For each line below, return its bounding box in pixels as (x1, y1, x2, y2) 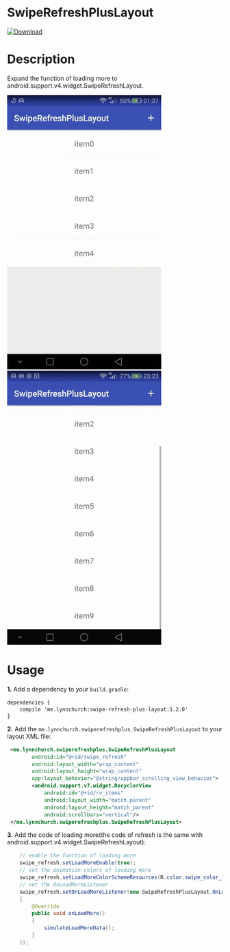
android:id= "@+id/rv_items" (43, 790, 125, 796)
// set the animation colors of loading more (19, 867, 152, 874)
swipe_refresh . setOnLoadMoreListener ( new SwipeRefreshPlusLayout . (19, 888, 213, 895)
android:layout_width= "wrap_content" (31, 761, 139, 768)
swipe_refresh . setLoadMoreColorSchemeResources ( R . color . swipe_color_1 (19, 874, 225, 881)
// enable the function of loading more (19, 852, 136, 859)
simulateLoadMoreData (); (43, 925, 115, 931)
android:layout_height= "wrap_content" (31, 768, 142, 775)
